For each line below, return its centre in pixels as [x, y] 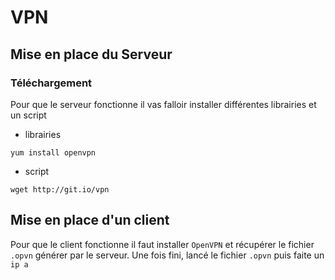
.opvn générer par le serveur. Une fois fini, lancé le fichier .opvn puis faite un [167, 255]
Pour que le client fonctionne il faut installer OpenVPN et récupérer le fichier [162, 244]
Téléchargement [51, 83]
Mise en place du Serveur [91, 54]
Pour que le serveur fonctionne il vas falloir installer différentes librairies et [163, 104]
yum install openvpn [53, 152]
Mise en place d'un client [90, 220]
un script [28, 115]
